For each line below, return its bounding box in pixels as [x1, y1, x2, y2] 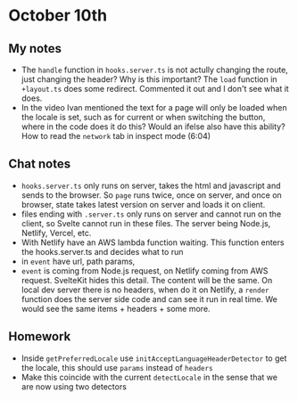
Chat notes [8, 157, 71, 172]
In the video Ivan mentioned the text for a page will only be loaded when [21, 102, 287, 112]
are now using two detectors [21, 381, 127, 392]
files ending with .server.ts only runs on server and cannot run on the [21, 209, 282, 219]
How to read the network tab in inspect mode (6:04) [21, 131, 211, 141]
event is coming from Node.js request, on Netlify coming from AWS [21, 265, 269, 276]
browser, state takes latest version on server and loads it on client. [21, 199, 266, 209]
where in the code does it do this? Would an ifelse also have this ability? [21, 121, 286, 132]
